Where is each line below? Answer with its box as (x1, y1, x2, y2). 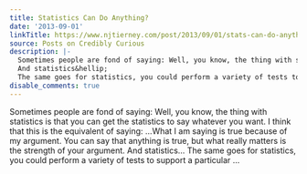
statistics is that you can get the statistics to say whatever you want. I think (9, 116, 291, 127)
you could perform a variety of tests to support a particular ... (9, 154, 240, 165)
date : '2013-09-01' (9, 22, 84, 31)
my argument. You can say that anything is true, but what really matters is (9, 135, 287, 146)
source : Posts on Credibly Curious (9, 38, 145, 48)
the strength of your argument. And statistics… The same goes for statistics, (9, 145, 297, 156)
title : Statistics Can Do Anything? (9, 13, 149, 23)
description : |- (9, 47, 71, 56)
